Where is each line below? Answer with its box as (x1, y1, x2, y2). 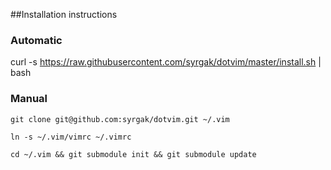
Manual (10, 92, 48, 106)
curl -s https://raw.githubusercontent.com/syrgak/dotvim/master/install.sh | (10, 56, 322, 68)
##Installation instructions (10, 9, 118, 20)
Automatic (10, 33, 63, 47)
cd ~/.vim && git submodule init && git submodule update (10, 149, 257, 159)
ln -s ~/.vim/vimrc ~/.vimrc (10, 132, 132, 142)
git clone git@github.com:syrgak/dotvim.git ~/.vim (10, 114, 230, 124)
